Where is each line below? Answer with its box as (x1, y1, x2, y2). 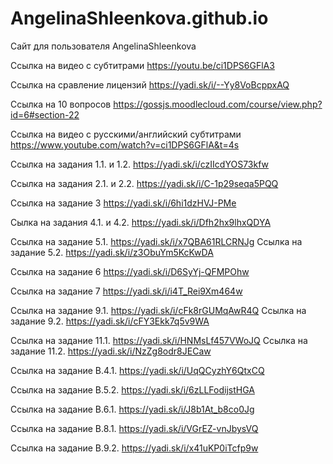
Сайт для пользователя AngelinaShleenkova (10, 40, 197, 52)
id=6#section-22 (10, 108, 80, 121)
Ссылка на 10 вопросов (10, 98, 112, 110)
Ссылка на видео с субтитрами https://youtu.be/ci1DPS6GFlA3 (10, 59, 275, 71)
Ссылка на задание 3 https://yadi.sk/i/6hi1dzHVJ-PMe (10, 197, 237, 209)
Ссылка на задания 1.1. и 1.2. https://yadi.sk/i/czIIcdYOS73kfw (10, 158, 270, 170)
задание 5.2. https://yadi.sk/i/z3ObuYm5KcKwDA (10, 246, 214, 258)
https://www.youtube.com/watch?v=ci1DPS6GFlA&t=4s (10, 138, 240, 151)
